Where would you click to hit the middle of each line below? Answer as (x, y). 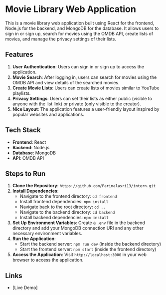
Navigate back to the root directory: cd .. (63, 207)
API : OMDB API (28, 158)
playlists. (21, 93)
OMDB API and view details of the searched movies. (66, 82)
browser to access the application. (48, 260)
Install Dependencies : (35, 191)
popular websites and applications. (48, 114)
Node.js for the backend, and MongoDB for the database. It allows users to (82, 28)
